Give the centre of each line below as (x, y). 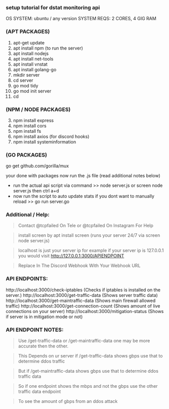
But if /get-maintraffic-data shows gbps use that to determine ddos (88, 371)
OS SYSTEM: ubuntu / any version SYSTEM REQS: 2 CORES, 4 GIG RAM (81, 19)
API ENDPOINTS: (27, 279)
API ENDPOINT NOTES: (35, 330)
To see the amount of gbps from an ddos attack (68, 401)
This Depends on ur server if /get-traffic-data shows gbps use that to (90, 356)
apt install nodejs (31, 53)
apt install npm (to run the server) (48, 48)
